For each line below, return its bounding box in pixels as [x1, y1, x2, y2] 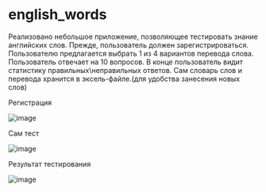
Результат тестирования [8, 159, 91, 168]
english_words [8, 6, 107, 24]
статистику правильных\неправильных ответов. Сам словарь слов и [8, 65, 242, 75]
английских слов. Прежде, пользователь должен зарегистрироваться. [8, 40, 249, 49]
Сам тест [8, 129, 40, 138]
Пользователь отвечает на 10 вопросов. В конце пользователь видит [8, 57, 244, 67]
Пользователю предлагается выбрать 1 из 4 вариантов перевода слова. [8, 48, 254, 58]
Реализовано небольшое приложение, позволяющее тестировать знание [8, 32, 258, 41]
